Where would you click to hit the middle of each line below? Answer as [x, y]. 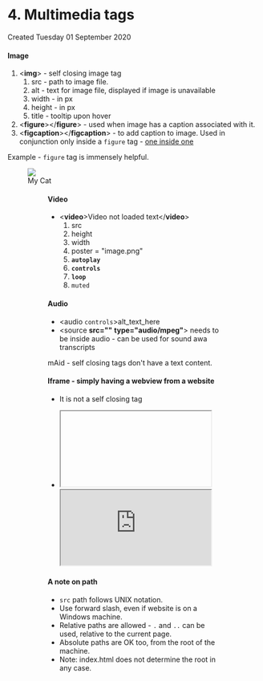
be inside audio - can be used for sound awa [133, 338]
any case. [75, 667]
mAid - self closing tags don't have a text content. [130, 362]
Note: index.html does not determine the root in [137, 659]
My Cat [40, 181]
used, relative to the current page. [115, 634]
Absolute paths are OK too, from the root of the [137, 642]
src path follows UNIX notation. [111, 599]
